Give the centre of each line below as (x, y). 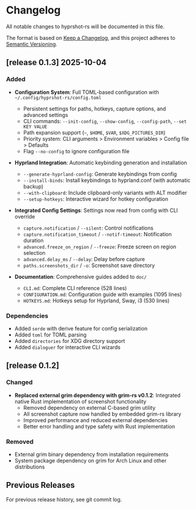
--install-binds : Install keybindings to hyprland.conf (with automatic (107, 180)
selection (34, 252)
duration (33, 240)
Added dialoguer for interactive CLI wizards (68, 347)
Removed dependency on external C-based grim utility (90, 407)
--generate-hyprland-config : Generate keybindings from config (100, 174)
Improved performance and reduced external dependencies (95, 420)
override (25, 216)
